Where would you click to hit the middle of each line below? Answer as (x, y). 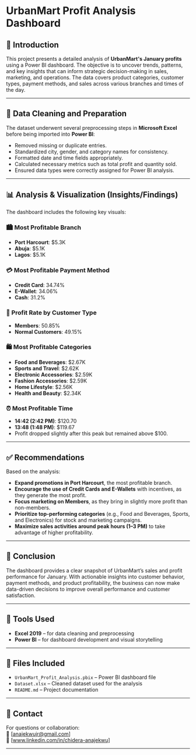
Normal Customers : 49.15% (48, 332)
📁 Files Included (36, 663)
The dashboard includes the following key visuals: (66, 212)
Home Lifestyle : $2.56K (43, 387)
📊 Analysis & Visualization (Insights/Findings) (92, 195)
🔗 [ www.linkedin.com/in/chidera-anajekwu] (58, 740)
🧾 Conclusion (31, 556)
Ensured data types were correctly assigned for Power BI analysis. (94, 170)
